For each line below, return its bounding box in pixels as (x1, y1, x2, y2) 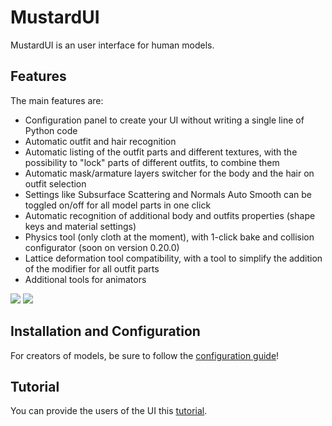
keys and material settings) (24, 220, 137, 232)
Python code (24, 124, 78, 136)
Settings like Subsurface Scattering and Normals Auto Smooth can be (24, 188, 312, 200)
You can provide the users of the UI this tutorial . (10, 405, 208, 417)
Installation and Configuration (10, 323, 201, 340)
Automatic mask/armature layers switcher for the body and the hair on (24, 167, 315, 179)
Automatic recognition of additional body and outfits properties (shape (24, 209, 316, 221)
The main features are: (10, 94, 104, 106)
